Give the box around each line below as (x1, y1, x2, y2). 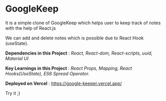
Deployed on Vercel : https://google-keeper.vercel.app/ (5, 80, 122, 86)
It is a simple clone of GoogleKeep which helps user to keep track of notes (5, 20, 161, 26)
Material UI (5, 55, 29, 61)
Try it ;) (5, 90, 20, 96)
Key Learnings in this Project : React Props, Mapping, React (5, 65, 132, 71)
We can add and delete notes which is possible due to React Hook (5, 35, 144, 41)
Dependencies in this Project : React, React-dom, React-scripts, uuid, (5, 50, 153, 56)
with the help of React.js (5, 25, 56, 31)
